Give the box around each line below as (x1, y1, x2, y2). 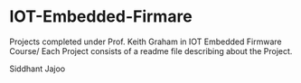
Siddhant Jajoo (9, 63, 66, 74)
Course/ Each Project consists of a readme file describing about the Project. (9, 45, 293, 56)
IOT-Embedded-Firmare (9, 6, 193, 27)
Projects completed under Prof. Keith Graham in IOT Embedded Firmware (9, 36, 282, 47)
